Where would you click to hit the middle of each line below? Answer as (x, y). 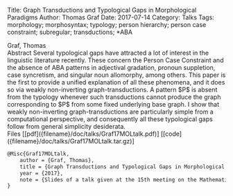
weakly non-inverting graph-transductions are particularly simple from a (110, 112)
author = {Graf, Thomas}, (57, 160)
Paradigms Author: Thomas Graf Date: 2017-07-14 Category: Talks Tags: (111, 17)
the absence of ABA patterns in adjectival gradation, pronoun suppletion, (111, 68)
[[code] (171, 134)
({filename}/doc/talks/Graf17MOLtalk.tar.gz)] (71, 141)
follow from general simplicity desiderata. (67, 126)
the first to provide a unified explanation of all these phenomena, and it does (116, 82)
